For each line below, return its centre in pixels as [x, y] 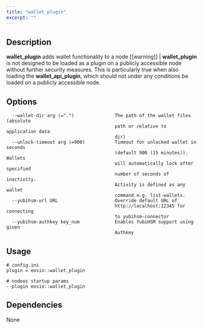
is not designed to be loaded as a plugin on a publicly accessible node [94, 63]
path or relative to [141, 126]
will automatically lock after [154, 164]
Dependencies [34, 305]
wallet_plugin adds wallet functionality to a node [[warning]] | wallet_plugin [101, 57]
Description [29, 42]
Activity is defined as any [150, 185]
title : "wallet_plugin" [36, 12]
